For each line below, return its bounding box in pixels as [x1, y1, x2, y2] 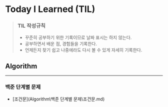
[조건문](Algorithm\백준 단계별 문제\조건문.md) [12, 96, 105, 102]
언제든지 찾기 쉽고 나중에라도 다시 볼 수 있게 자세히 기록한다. [24, 47, 142, 53]
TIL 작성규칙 [17, 22, 46, 29]
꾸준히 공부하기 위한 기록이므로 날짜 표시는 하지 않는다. [24, 34, 132, 40]
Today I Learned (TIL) [5, 3, 95, 15]
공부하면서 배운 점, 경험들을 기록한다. [24, 41, 97, 47]
